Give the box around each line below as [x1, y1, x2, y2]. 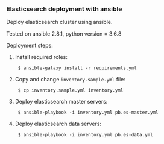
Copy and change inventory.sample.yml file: [14, 76, 125, 83]
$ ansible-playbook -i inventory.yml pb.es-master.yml [17, 110, 159, 116]
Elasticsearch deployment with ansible [6, 5, 122, 13]
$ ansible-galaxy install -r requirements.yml [17, 65, 137, 71]
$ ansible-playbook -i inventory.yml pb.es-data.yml [17, 132, 153, 138]
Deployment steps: [6, 42, 53, 49]
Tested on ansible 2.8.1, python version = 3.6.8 [6, 30, 122, 37]
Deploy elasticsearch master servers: [14, 98, 108, 105]
